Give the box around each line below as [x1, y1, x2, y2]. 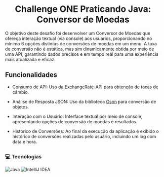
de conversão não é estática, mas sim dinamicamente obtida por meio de [5, 46, 155, 52]
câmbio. [12, 89, 29, 95]
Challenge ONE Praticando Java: [14, 3, 152, 15]
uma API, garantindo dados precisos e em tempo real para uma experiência [5, 51, 159, 57]
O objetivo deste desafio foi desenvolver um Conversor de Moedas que [5, 30, 151, 36]
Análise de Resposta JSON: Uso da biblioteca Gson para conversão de [12, 99, 157, 105]
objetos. [12, 104, 29, 109]
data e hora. [12, 139, 37, 144]
